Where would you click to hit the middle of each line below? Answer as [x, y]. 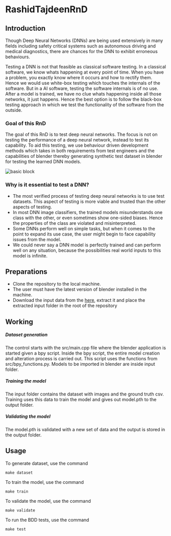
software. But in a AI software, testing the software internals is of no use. [82, 88]
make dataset [19, 473]
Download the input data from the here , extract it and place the [79, 300]
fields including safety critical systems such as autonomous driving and [80, 46]
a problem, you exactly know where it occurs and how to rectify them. [79, 77]
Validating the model [28, 416]
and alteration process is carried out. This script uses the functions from [81, 358]
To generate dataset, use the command [47, 463]
